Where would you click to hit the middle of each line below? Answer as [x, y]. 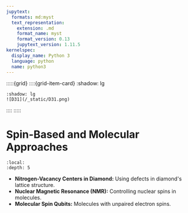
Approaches [37, 147]
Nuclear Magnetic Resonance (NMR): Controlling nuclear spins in [95, 191]
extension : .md [35, 28]
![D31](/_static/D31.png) [38, 99]
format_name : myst [39, 34]
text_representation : [38, 22]
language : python [33, 61]
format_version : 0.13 [43, 39]
